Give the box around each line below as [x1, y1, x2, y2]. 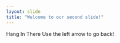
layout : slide [6, 8, 41, 15]
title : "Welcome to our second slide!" [6, 14, 104, 20]
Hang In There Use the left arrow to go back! [6, 30, 115, 37]
